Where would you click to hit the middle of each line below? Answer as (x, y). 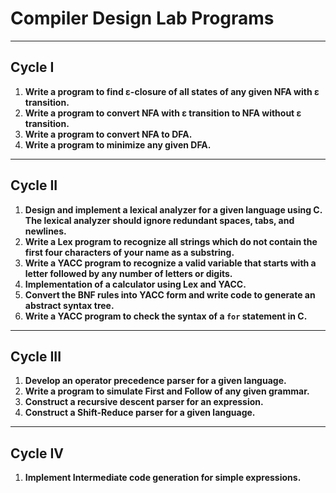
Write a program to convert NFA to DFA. (108, 134)
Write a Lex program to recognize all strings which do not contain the (171, 241)
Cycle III (36, 356)
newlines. (45, 231)
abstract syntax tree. (69, 305)
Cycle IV (37, 453)
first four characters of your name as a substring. (129, 252)
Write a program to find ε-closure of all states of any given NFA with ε (172, 91)
